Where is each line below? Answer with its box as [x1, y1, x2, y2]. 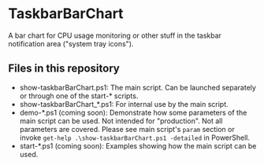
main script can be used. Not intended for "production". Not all [19, 115, 223, 126]
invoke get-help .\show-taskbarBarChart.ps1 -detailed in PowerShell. [19, 133, 251, 142]
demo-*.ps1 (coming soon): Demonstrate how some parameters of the [19, 108, 247, 117]
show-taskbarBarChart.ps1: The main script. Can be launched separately [19, 82, 256, 92]
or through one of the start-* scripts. [19, 91, 139, 101]
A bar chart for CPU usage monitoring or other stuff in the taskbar [8, 31, 222, 40]
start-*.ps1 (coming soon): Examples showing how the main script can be [19, 141, 257, 150]
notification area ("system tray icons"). [8, 38, 134, 48]
